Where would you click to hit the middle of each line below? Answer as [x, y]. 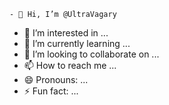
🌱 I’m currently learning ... [77, 43]
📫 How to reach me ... [70, 65]
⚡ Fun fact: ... [51, 91]
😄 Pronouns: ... [56, 79]
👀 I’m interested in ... [66, 33]
